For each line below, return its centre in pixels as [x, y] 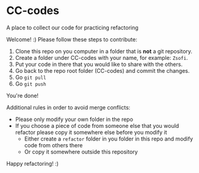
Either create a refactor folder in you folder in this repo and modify [109, 139]
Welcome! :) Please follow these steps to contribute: [72, 39]
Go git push [31, 84]
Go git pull [31, 77]
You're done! [22, 95]
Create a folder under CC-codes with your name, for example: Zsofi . [101, 57]
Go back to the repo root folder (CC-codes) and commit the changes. [103, 70]
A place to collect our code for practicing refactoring [72, 28]
